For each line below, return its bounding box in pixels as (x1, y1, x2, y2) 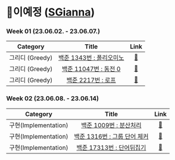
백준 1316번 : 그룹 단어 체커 (74, 132, 149, 140)
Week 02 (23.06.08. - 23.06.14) (6, 94, 99, 103)
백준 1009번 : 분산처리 (81, 121, 142, 129)
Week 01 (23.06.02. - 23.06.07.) (6, 27, 100, 36)
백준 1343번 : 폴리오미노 (58, 54, 124, 62)
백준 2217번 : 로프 (66, 76, 116, 84)
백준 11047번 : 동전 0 (61, 65, 121, 73)
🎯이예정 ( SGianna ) (6, 5, 95, 19)
